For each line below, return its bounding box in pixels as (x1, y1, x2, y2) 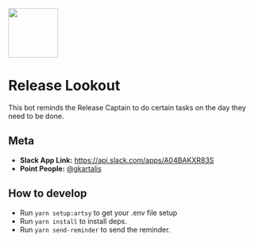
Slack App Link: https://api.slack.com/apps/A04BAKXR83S (19, 155, 214, 165)
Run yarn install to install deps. (19, 216, 127, 225)
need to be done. (8, 111, 64, 121)
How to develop (8, 186, 87, 201)
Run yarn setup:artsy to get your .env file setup (19, 208, 178, 217)
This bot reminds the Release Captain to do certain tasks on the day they (8, 102, 246, 112)
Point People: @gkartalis (19, 163, 102, 173)
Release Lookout (8, 77, 121, 94)
